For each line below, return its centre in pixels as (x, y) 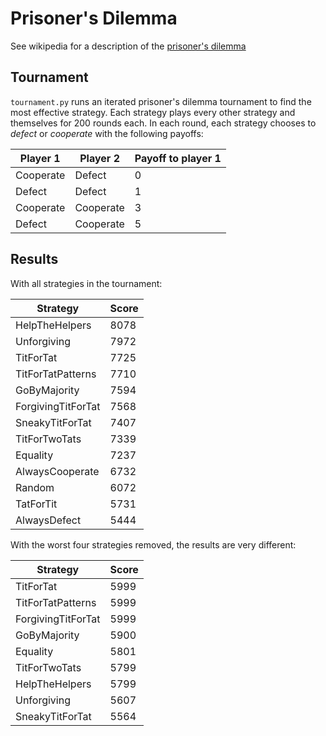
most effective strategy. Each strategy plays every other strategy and (153, 112)
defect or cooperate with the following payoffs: (107, 133)
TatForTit (36, 504)
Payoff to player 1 (178, 158)
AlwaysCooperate (57, 471)
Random (35, 487)
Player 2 (99, 158)
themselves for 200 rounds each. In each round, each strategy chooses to (163, 123)
